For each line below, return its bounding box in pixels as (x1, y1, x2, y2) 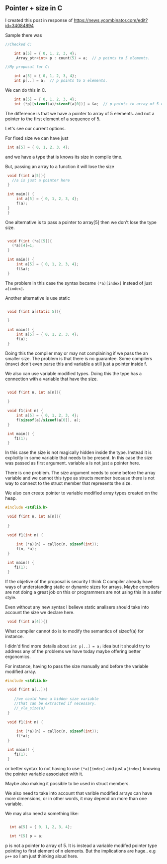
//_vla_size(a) (14, 705, 46, 710)
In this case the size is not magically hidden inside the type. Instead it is (5, 449, 152, 455)
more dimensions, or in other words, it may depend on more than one (5, 795, 147, 801)
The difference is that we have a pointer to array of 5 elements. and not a (5, 110, 155, 116)
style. (5, 594, 16, 600)
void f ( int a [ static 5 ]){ (7, 309, 61, 314)
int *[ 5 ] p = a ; (9, 834, 43, 839)
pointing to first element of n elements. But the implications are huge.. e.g (5, 848, 156, 854)
